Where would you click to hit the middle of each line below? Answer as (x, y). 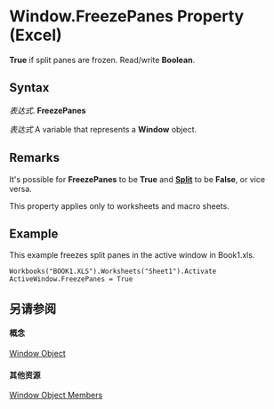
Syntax (29, 88)
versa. (21, 188)
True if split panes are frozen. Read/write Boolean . (102, 60)
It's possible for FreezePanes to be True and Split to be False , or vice (137, 179)
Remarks (35, 158)
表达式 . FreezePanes (48, 110)
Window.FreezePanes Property (127, 16)
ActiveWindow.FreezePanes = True (71, 279)
